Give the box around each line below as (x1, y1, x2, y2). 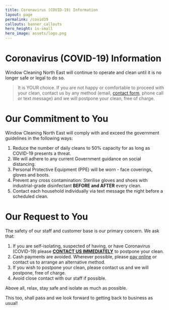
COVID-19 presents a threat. (12, 150, 72, 156)
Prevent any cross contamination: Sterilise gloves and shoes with (12, 177, 148, 183)
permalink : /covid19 (5, 17, 49, 22)
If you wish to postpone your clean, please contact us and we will (12, 264, 149, 271)
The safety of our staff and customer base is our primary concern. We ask (5, 228, 160, 234)
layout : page (5, 12, 33, 17)
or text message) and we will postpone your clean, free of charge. (17, 95, 155, 101)
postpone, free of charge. (12, 270, 67, 276)
